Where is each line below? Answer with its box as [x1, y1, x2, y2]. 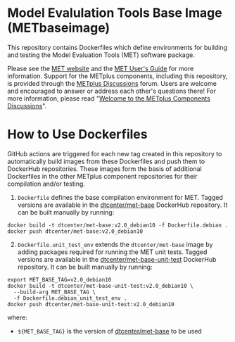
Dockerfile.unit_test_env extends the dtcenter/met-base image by [17, 240, 213, 248]
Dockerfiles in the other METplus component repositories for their [7, 172, 198, 180]
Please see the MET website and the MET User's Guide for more [7, 64, 194, 72]
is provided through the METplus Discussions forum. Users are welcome [7, 79, 217, 87]
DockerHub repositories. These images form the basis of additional [7, 164, 202, 173]
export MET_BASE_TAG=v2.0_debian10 [7, 276, 112, 283]
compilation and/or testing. [7, 179, 86, 188]
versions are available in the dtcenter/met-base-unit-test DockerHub [17, 255, 217, 263]
